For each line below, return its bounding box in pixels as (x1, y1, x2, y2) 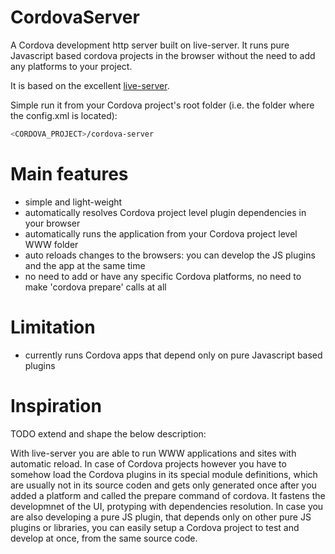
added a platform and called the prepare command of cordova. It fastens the (10, 489, 326, 501)
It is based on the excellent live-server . (10, 79, 170, 91)
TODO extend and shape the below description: (10, 427, 207, 440)
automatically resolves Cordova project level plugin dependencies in (24, 206, 307, 218)
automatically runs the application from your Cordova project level (24, 227, 298, 240)
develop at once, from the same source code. (10, 532, 198, 544)
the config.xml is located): (10, 109, 118, 121)
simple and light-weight (24, 196, 123, 208)
